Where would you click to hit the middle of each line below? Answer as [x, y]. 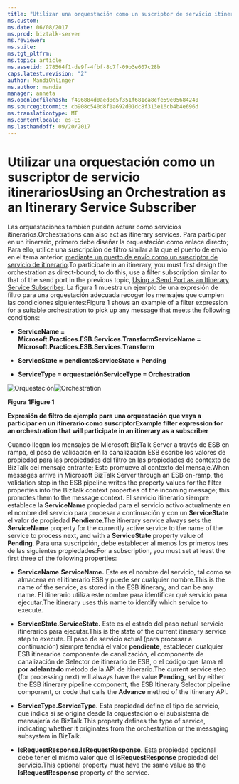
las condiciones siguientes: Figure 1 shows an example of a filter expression [118, 303]
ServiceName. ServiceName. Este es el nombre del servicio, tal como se [124, 572]
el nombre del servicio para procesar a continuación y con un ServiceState [118, 513]
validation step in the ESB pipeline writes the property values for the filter [115, 483]
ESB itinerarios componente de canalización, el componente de [111, 654]
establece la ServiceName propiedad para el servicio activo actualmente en [119, 505]
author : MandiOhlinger [41, 80]
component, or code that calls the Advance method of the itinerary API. [123, 692]
